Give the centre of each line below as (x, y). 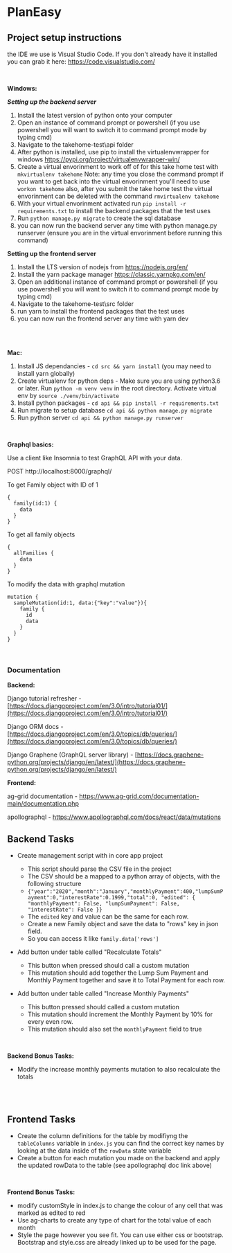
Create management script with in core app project (90, 856)
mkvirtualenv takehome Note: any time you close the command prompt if (120, 174)
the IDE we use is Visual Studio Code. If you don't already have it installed (112, 54)
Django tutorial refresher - (44, 698)
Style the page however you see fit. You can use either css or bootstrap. (120, 1235)
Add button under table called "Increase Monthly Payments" (103, 993)
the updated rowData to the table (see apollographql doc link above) (115, 1165)
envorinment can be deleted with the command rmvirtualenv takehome (118, 196)
